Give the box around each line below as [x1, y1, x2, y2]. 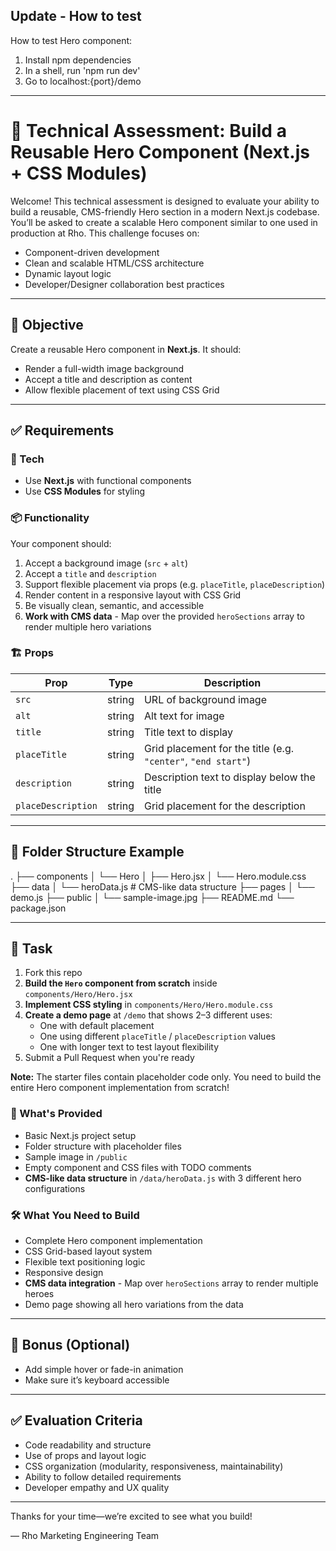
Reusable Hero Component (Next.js [10, 141, 310, 163]
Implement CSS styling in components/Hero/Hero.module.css [24, 999, 274, 1011]
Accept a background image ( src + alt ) [24, 557, 189, 569]
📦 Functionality [10, 511, 90, 525]
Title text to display [143, 725, 234, 739]
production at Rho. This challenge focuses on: [10, 227, 200, 239]
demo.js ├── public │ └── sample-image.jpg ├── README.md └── [10, 891, 295, 903]
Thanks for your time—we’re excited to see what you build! [10, 1510, 253, 1522]
